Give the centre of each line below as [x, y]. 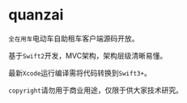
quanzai [36, 15]
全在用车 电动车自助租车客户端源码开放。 [74, 38]
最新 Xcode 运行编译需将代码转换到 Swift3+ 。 [80, 73]
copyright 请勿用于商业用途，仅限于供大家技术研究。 [96, 90]
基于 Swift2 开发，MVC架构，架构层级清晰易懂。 [88, 55]
